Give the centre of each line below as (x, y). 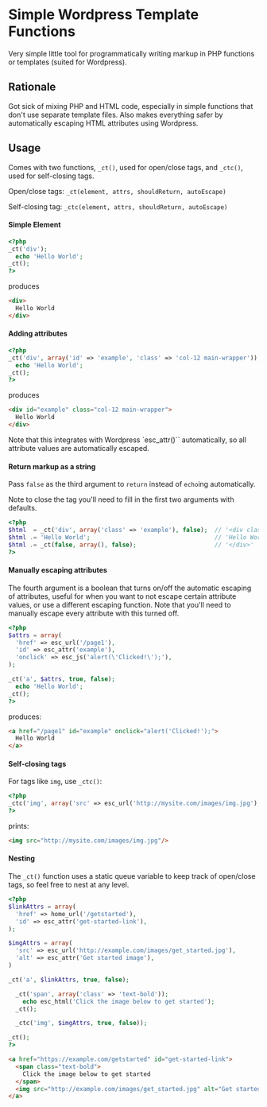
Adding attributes (38, 334)
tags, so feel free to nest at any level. (69, 885)
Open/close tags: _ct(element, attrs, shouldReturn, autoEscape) (117, 191)
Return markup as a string (52, 466)
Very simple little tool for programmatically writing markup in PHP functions (132, 53)
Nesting (22, 858)
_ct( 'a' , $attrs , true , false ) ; (62, 679)
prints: (19, 825)
